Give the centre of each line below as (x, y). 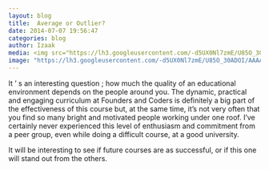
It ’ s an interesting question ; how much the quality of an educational (122, 83)
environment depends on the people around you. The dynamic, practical (128, 91)
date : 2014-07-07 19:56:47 (53, 30)
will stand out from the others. (58, 158)
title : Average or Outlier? (57, 23)
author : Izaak (32, 46)
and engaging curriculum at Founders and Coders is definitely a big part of (131, 100)
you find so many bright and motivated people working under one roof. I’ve (132, 117)
